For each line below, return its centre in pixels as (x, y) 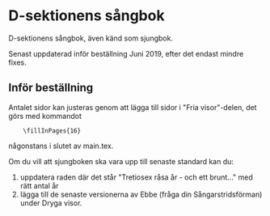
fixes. (17, 62)
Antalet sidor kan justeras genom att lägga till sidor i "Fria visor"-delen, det (133, 107)
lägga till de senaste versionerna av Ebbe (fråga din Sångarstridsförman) (141, 194)
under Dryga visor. (51, 203)
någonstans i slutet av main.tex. (61, 146)
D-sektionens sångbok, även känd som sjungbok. (91, 38)
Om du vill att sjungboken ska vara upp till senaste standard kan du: (121, 161)
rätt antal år (39, 185)
